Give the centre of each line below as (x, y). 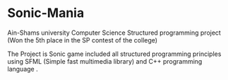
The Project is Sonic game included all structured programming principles (114, 54)
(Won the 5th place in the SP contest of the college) (82, 40)
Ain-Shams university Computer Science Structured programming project (114, 33)
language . (23, 69)
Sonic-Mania (46, 13)
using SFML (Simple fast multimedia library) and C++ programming (105, 61)
